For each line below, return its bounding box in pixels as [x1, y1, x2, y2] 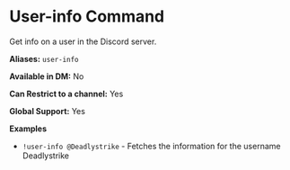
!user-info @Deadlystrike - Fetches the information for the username [22, 140, 281, 151]
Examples [9, 123, 48, 134]
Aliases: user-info [9, 53, 79, 64]
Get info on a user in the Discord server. [9, 36, 157, 47]
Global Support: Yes [9, 105, 85, 116]
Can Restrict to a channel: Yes [9, 88, 124, 99]
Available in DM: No [9, 70, 84, 82]
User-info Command [9, 6, 165, 27]
